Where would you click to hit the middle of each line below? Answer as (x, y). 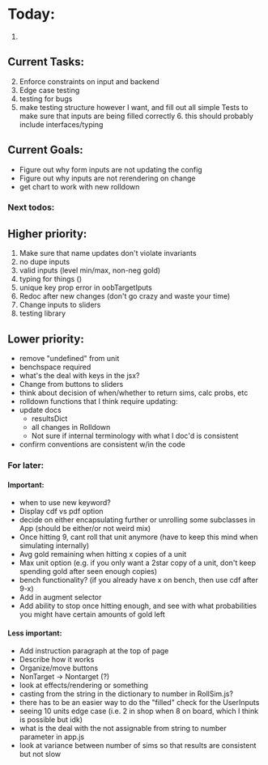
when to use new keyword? (65, 503)
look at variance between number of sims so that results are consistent (138, 746)
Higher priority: (47, 234)
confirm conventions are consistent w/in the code (102, 444)
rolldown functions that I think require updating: (98, 402)
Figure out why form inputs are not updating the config (111, 169)
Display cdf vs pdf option (61, 512)
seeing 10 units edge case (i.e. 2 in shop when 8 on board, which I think (139, 711)
